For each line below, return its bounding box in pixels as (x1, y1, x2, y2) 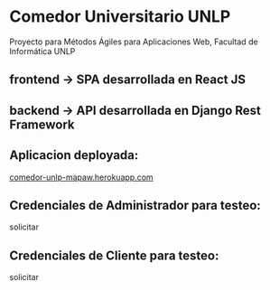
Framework (9, 117, 75, 132)
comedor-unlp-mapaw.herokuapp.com (9, 172, 154, 182)
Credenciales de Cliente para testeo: (9, 248, 219, 263)
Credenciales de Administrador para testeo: (9, 197, 262, 213)
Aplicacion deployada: (9, 147, 139, 164)
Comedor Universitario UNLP (9, 6, 231, 27)
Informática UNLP (9, 45, 76, 56)
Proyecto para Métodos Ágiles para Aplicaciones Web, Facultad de (9, 36, 259, 47)
